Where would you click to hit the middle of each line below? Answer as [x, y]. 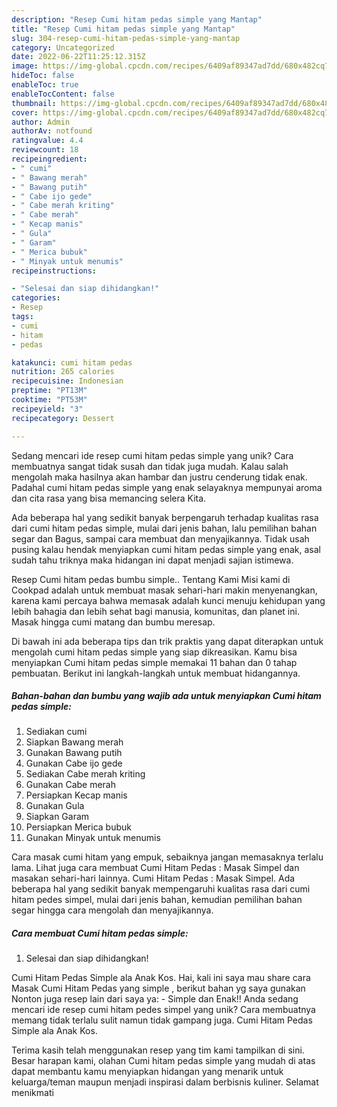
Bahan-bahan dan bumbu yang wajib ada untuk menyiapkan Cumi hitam [166, 696]
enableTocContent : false [63, 94]
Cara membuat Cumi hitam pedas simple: [100, 933]
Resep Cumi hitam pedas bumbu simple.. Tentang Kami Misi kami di [151, 579]
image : [25, 66]
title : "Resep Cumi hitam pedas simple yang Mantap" [123, 29]
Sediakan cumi [56, 732]
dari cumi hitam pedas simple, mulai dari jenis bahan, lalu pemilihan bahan [164, 528]
